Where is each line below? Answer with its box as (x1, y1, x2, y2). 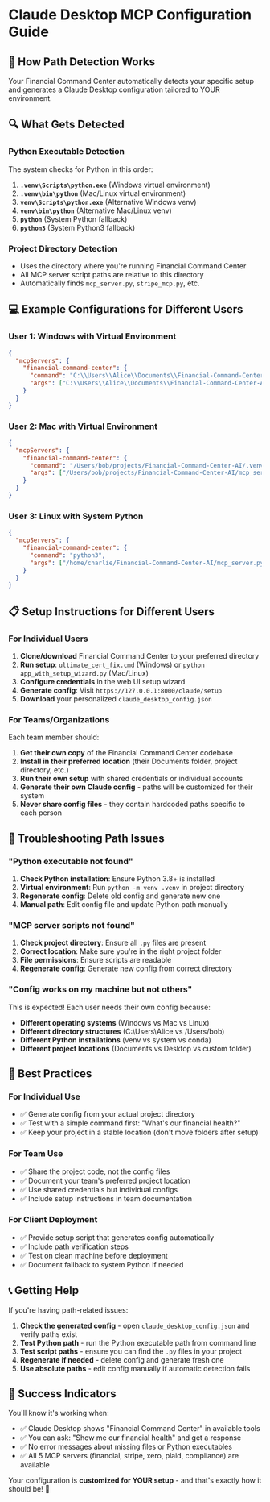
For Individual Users (8, 633, 88, 644)
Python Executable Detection (8, 146, 125, 157)
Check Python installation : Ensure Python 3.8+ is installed (19, 873, 215, 884)
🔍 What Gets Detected (8, 118, 125, 131)
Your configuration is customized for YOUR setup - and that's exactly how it (8, 1475, 262, 1485)
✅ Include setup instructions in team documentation (19, 1193, 193, 1203)
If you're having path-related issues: (8, 1304, 129, 1315)
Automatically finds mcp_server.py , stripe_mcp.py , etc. (19, 278, 200, 288)
